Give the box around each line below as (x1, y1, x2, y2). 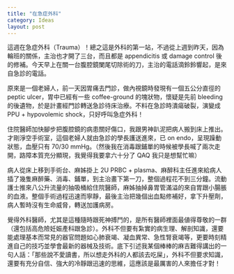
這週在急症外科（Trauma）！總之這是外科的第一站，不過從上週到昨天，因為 (7, 43, 224, 52)
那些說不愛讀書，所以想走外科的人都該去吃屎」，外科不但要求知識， (34, 250, 227, 259)
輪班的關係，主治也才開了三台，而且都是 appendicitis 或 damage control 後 (7, 52, 223, 60)
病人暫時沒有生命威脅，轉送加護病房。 (7, 201, 117, 209)
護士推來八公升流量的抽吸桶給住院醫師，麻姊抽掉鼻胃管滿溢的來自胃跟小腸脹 (7, 183, 227, 192)
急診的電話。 (13, 69, 50, 77)
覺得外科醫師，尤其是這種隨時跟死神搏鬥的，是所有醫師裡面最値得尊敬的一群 (7, 215, 227, 224)
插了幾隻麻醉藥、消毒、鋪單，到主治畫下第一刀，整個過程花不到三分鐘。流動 (7, 175, 227, 183)
